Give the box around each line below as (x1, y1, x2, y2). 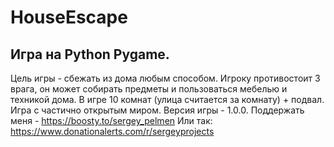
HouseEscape (10, 6, 128, 29)
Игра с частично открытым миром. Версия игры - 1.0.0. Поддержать (10, 104, 305, 116)
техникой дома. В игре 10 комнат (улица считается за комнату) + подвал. (10, 94, 325, 105)
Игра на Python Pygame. (10, 46, 170, 63)
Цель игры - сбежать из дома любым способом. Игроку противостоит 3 (10, 72, 321, 84)
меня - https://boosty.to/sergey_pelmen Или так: (10, 115, 213, 126)
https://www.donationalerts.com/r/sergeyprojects (10, 126, 215, 137)
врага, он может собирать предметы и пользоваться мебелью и (10, 83, 288, 95)
